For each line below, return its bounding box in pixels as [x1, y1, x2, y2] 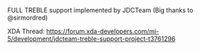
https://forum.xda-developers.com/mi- [45, 27, 160, 35]
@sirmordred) [7, 13, 48, 22]
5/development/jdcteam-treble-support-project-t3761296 [7, 35, 176, 43]
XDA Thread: [7, 27, 45, 35]
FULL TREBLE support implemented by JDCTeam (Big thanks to [7, 6, 194, 14]
